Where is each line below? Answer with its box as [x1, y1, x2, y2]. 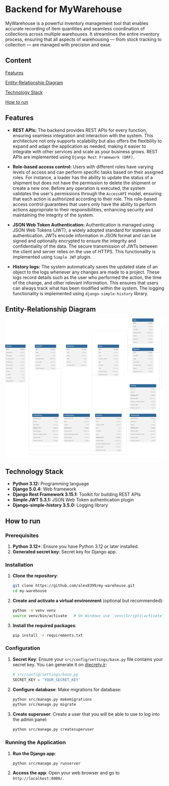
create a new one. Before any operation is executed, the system [12, 185, 145, 191]
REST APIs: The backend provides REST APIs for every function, [12, 127, 147, 133]
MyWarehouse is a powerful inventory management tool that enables [5, 20, 149, 26]
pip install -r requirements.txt [12, 633, 83, 638]
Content [5, 57, 32, 65]
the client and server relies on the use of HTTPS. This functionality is [12, 248, 156, 254]
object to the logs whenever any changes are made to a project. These [12, 269, 160, 275]
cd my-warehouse [12, 589, 47, 594]
